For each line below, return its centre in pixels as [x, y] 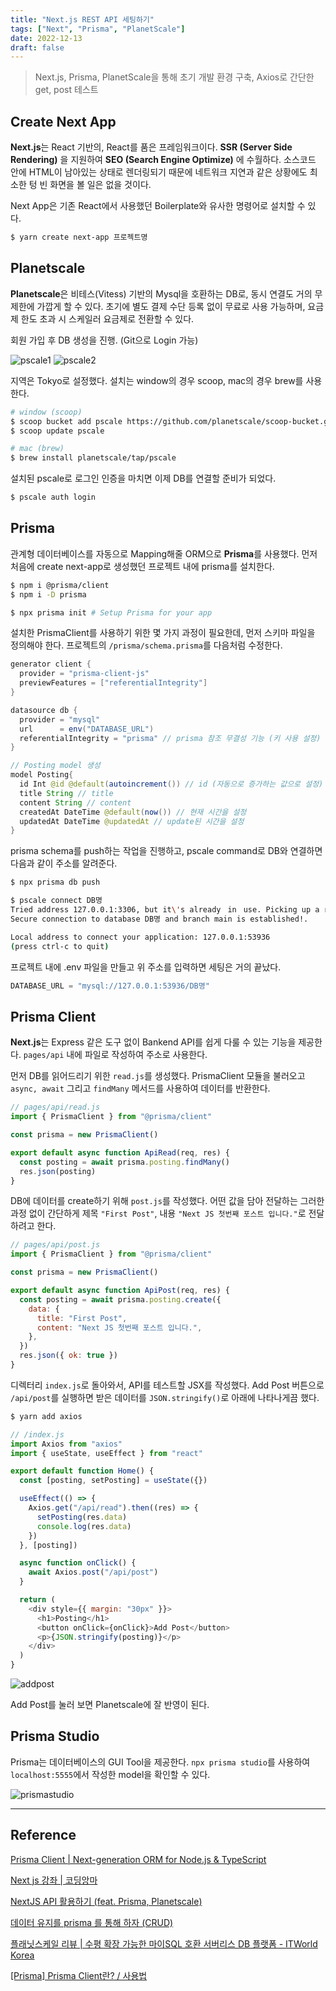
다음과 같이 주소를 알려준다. [64, 863]
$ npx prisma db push [55, 882]
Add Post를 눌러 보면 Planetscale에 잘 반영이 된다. [110, 1704]
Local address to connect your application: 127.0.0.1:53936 [140, 937]
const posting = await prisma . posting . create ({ [120, 1299]
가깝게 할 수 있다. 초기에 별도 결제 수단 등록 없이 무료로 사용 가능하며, [171, 306]
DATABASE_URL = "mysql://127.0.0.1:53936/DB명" [110, 986]
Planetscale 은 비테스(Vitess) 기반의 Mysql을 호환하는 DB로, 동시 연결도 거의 [161, 293]
